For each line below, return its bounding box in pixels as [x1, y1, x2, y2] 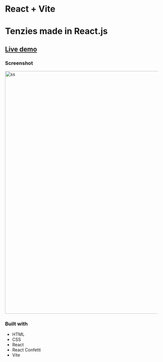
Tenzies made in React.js [5, 26, 108, 37]
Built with [5, 320, 28, 327]
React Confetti [12, 347, 41, 353]
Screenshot [5, 59, 33, 66]
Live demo [5, 45, 37, 53]
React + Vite [5, 3, 56, 15]
